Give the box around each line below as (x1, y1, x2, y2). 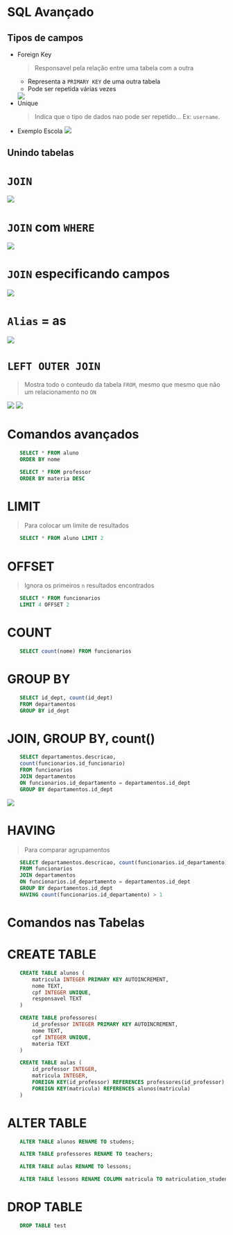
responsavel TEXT (32, 996, 82, 1003)
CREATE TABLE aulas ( (19, 1059, 82, 1067)
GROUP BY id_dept (19, 707, 70, 714)
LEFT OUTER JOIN (7, 360, 101, 373)
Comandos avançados (7, 427, 139, 443)
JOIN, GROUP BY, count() (7, 731, 155, 747)
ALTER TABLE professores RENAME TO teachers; (19, 1151, 154, 1158)
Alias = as (7, 313, 67, 329)
